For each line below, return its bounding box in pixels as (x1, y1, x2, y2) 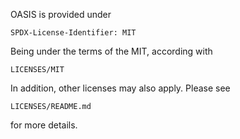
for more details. (10, 119, 78, 131)
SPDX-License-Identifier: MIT (10, 28, 137, 38)
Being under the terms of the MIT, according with (10, 45, 213, 57)
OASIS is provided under (10, 9, 112, 20)
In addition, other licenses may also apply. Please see (10, 82, 231, 94)
